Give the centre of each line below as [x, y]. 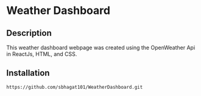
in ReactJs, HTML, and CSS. [42, 54]
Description [29, 33]
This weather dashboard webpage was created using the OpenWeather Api [101, 47]
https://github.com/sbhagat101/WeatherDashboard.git [75, 87]
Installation [28, 73]
